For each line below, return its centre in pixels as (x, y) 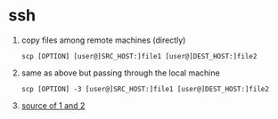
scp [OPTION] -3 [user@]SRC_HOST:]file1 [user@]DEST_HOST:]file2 (145, 89)
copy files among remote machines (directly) (103, 40)
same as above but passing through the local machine (120, 73)
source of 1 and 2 (53, 105)
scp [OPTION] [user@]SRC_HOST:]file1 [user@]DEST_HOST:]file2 (139, 56)
